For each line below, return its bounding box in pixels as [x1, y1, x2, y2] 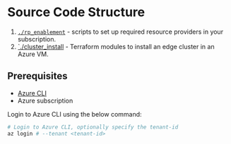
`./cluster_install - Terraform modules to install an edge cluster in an [17, 42, 215, 51]
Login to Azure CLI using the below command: [7, 110, 143, 118]
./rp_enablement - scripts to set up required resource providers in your [17, 27, 224, 36]
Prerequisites [7, 70, 68, 82]
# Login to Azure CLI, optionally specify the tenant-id [7, 124, 179, 131]
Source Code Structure [7, 4, 146, 20]
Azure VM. [17, 50, 49, 58]
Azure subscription [17, 96, 73, 105]
